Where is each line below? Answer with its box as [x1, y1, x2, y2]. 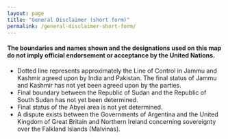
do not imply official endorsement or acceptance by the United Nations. [7, 51, 216, 59]
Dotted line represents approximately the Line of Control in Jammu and [16, 66, 218, 75]
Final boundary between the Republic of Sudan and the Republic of [16, 88, 207, 97]
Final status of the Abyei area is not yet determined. [16, 103, 163, 111]
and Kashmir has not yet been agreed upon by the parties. [16, 81, 181, 89]
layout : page [7, 10, 45, 17]
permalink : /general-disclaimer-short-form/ [7, 23, 136, 29]
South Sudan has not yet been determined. [16, 95, 138, 103]
